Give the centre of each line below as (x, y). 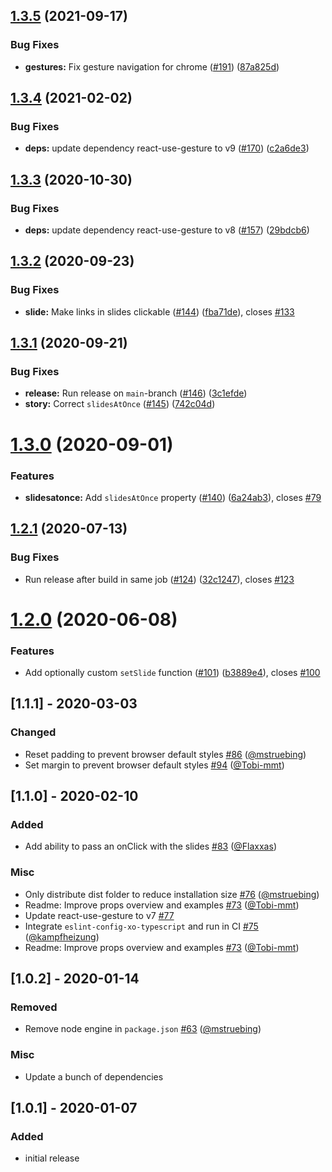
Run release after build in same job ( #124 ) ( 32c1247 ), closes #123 (159, 579)
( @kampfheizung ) (62, 936)
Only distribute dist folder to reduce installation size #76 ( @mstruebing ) (172, 894)
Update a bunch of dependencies (94, 1076)
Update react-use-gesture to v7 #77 (99, 915)
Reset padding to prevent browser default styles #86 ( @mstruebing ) (165, 754)
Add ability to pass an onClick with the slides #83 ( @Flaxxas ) (150, 846)
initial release (52, 1158)
